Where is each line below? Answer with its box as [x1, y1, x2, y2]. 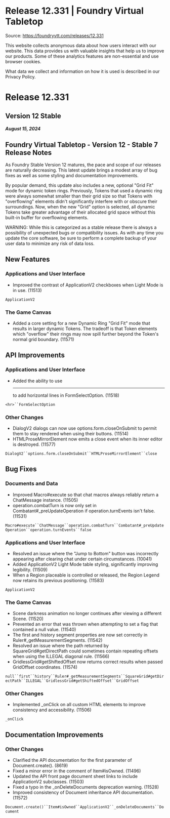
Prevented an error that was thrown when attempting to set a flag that [12, 621, 158, 627]
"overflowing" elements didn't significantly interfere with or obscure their [5, 198, 158, 204]
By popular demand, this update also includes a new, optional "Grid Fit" [5, 182, 154, 188]
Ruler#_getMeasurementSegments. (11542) [12, 637, 103, 643]
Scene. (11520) [12, 616, 44, 622]
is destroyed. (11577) [12, 441, 56, 447]
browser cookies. [5, 58, 41, 64]
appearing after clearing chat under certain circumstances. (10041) [12, 556, 152, 562]
